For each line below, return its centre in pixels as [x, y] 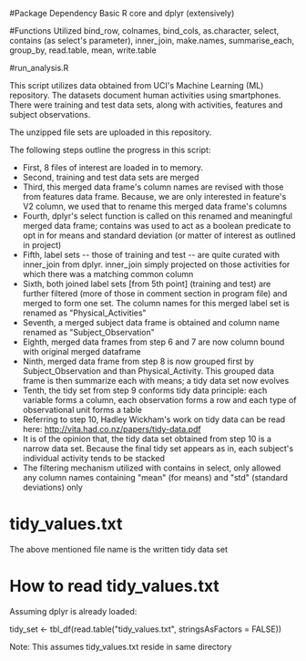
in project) [42, 245]
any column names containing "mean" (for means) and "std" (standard [155, 477]
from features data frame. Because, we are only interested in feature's [154, 196]
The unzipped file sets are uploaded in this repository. [111, 132]
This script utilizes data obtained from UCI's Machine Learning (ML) [137, 85]
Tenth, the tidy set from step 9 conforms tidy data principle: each [145, 390]
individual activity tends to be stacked [94, 458]
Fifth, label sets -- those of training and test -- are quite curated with [151, 255]
